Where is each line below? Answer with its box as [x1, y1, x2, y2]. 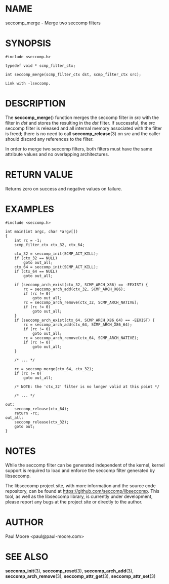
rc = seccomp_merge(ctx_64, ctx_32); [14, 366, 94, 371]
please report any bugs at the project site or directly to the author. [5, 498, 143, 504]
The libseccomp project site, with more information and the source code [5, 482, 156, 489]
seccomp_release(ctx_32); [14, 419, 69, 424]
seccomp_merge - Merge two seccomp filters [5, 20, 101, 26]
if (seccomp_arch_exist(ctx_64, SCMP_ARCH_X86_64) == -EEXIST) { [14, 318, 155, 323]
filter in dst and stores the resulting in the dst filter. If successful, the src [5, 120, 155, 126]
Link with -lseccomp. [5, 81, 51, 86]
